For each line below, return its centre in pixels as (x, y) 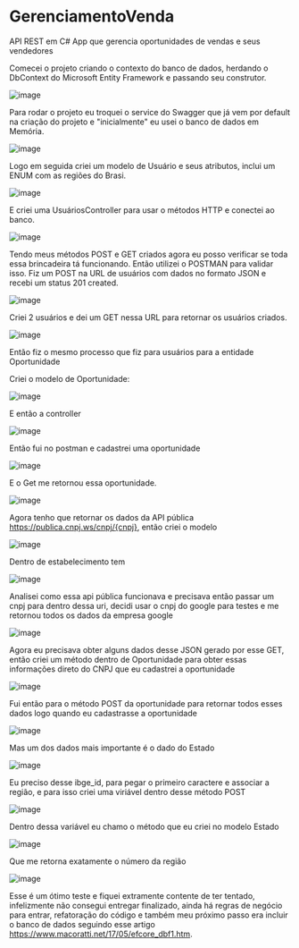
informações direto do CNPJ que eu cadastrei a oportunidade (122, 669)
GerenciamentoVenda (92, 17)
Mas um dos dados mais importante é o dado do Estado (112, 748)
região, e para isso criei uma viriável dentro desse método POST (128, 791)
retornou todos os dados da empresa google (91, 615)
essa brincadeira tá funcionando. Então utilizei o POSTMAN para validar (141, 263)
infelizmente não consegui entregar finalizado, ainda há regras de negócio (146, 905)
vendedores (31, 50)
